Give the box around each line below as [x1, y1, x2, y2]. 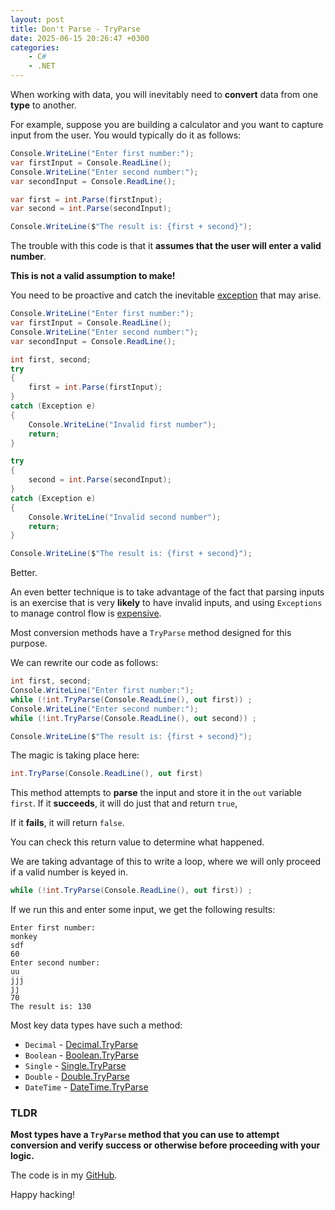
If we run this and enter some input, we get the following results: [10, 904, 276, 916]
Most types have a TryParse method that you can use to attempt [10, 1129, 280, 1141]
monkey [10, 932, 38, 942]
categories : [10, 42, 60, 53]
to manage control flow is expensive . [10, 607, 162, 620]
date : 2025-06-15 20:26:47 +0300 [10, 33, 150, 43]
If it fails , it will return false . [10, 817, 125, 829]
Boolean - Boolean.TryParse [24, 1049, 139, 1061]
